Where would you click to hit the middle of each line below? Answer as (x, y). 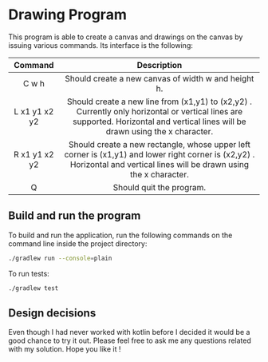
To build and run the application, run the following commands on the (120, 235)
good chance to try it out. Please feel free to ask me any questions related (130, 340)
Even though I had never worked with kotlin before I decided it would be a (129, 332)
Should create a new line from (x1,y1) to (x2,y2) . (160, 101)
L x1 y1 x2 (34, 111)
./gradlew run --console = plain (60, 258)
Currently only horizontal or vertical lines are (160, 111)
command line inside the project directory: (78, 243)
